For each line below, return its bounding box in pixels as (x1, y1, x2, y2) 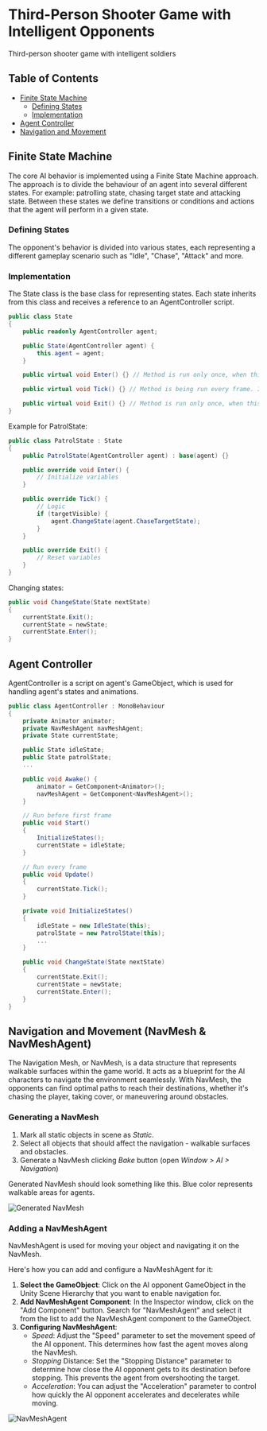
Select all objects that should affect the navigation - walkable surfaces (19, 1138, 250, 1148)
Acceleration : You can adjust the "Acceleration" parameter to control (31, 1381, 257, 1390)
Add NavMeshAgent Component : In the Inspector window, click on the (19, 1297, 254, 1306)
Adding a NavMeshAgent (8, 1223, 107, 1234)
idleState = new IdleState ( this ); (37, 921, 151, 929)
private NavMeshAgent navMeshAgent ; (22, 724, 145, 732)
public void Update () (22, 871, 94, 878)
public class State (8, 312, 73, 321)
